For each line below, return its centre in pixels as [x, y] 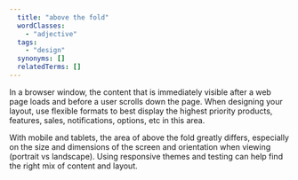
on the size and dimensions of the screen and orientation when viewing [140, 146]
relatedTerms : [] [49, 67]
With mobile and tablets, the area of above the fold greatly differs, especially [149, 137]
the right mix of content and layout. [73, 166]
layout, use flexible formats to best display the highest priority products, [141, 111]
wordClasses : [41, 26]
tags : [28, 42]
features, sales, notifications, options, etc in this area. [107, 120]
